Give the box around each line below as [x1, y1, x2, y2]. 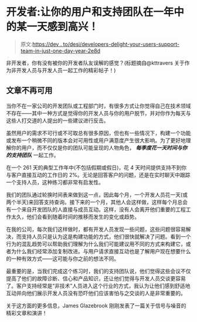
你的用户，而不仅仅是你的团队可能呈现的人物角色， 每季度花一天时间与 [11, 144, 182, 151]
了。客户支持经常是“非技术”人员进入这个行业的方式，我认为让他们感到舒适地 [6, 282, 191, 289]
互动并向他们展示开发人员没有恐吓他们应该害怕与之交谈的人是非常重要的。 [6, 289, 186, 297]
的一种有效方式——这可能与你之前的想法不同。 [6, 255, 119, 262]
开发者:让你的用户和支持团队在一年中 [6, 5, 185, 19]
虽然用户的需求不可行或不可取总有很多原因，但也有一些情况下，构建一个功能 [6, 129, 191, 136]
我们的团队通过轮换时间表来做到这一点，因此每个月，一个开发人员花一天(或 [6, 191, 188, 198]
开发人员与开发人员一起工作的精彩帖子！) [16, 66, 116, 73]
